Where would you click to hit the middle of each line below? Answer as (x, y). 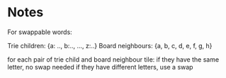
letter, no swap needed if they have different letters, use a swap (100, 67)
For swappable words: (40, 32)
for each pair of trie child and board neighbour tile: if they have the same (113, 59)
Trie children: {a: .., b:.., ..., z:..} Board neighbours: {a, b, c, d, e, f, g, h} (110, 45)
